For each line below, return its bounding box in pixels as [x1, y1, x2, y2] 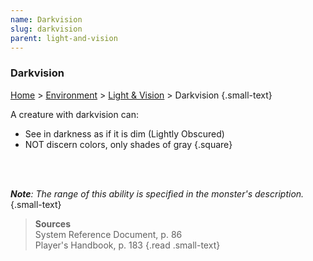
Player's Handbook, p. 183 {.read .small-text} [34, 239, 221, 251]
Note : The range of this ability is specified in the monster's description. [10, 187, 305, 200]
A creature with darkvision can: [10, 108, 139, 120]
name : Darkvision [10, 14, 83, 25]
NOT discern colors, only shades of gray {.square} [24, 138, 233, 150]
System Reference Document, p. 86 [34, 228, 183, 240]
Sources [34, 217, 72, 230]
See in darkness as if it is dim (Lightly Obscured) [24, 127, 225, 140]
